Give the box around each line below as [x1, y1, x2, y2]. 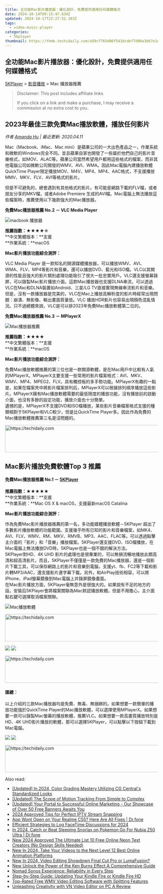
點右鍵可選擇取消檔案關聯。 [5, 593, 61, 599]
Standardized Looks [12, 791, 52, 797]
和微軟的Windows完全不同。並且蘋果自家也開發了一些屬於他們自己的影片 [5, 150, 151, 156]
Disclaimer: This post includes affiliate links [16, 90, 103, 96]
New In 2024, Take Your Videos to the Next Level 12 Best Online [12, 847, 140, 853]
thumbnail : [5, 39, 27, 44]
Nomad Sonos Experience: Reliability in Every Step [12, 868, 114, 874]
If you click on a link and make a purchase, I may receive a [16, 100, 134, 106]
